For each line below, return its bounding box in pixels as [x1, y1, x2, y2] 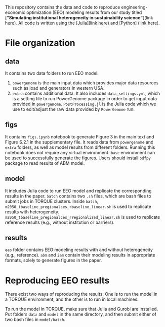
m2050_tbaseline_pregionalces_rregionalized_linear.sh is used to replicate [5, 214, 161, 220]
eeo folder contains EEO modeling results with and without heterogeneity [5, 247, 153, 253]
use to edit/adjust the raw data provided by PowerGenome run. [12, 106, 135, 112]
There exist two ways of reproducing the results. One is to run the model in [5, 291, 158, 297]
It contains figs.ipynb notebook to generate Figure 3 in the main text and [5, 133, 155, 139]
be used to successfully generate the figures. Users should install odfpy [5, 155, 151, 161]
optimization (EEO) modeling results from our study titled [26, 9, 142, 15]
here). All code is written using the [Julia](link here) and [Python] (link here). [5, 20, 160, 26]
